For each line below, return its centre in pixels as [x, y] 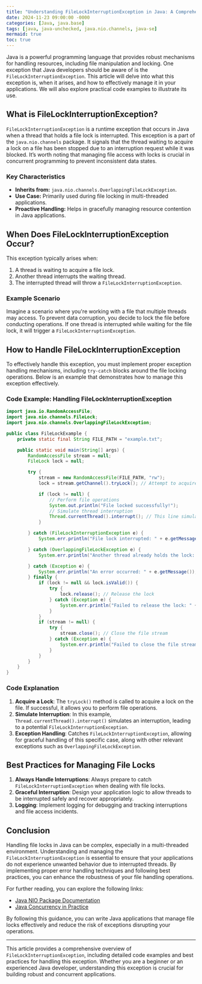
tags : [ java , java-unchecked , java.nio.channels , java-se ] [82, 29]
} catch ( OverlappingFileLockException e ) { [84, 549]
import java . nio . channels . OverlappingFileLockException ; [79, 423]
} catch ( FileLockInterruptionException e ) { [86, 533]
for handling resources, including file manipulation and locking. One [90, 63]
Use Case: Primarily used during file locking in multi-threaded [91, 196]
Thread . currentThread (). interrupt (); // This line [114, 517]
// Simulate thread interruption [91, 511]
